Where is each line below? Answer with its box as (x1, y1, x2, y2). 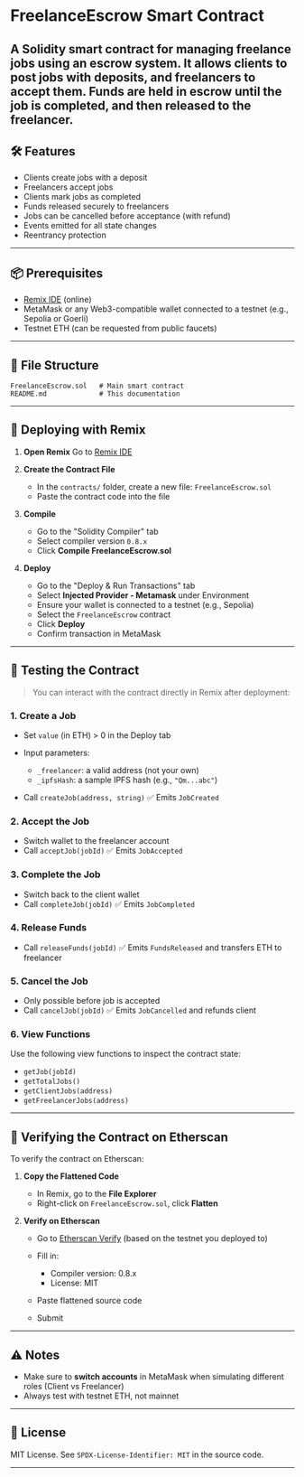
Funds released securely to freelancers (23, 201, 170, 212)
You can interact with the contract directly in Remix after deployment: (32, 687, 290, 697)
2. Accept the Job (10, 815, 89, 827)
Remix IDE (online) (23, 294, 92, 305)
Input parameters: (23, 747, 90, 758)
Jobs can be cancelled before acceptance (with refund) (23, 210, 231, 221)
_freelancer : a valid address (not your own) (36, 764, 199, 775)
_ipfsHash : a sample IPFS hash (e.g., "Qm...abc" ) (36, 774, 218, 785)
